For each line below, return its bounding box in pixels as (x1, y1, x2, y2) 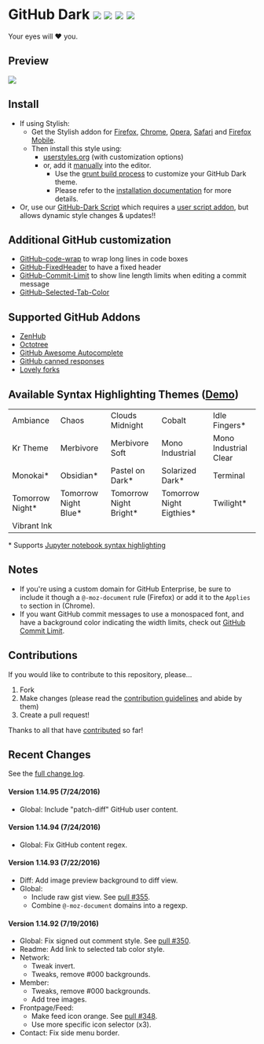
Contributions (8, 649, 78, 662)
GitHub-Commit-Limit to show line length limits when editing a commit (19, 271, 247, 280)
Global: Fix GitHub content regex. (19, 840, 128, 850)
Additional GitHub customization (8, 233, 171, 246)
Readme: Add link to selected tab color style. (19, 945, 165, 954)
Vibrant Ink (12, 520, 53, 531)
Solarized (161, 465, 196, 476)
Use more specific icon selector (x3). (31, 1020, 152, 1029)
